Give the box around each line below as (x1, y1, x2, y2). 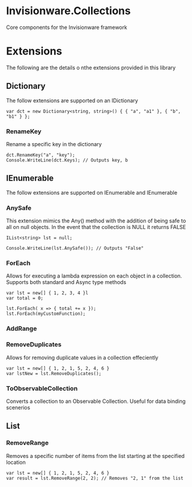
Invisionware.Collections (6, 4, 131, 18)
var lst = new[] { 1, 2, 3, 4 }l (6, 290, 89, 296)
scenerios (6, 404, 31, 411)
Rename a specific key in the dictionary (6, 140, 102, 147)
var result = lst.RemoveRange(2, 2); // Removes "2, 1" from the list (6, 475, 184, 481)
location (6, 459, 26, 466)
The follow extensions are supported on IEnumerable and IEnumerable (6, 189, 178, 196)
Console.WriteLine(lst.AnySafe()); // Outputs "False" (6, 246, 144, 251)
